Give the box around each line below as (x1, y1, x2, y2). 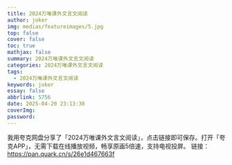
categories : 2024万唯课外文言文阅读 (7, 62, 104, 69)
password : (7, 113, 36, 120)
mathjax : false (7, 49, 51, 56)
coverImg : (7, 107, 36, 114)
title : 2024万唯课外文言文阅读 (7, 10, 88, 17)
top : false (7, 29, 39, 37)
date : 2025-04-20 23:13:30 (7, 101, 85, 107)
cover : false (7, 36, 45, 43)
